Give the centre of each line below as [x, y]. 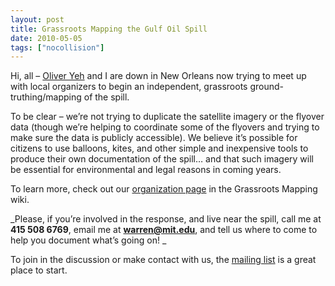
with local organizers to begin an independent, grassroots [129, 87]
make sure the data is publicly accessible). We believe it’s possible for [154, 138]
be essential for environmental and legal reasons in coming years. [146, 170]
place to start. [39, 270]
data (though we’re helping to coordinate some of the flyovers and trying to [165, 127]
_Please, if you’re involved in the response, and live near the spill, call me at [166, 219]
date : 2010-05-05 [46, 38]
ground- [266, 87]
